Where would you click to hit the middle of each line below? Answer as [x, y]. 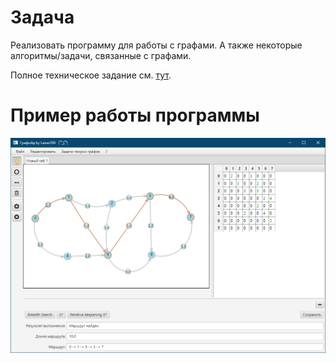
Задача [42, 17]
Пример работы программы [135, 115]
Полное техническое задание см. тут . [91, 75]
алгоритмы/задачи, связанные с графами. [101, 55]
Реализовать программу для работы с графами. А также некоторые [156, 45]
